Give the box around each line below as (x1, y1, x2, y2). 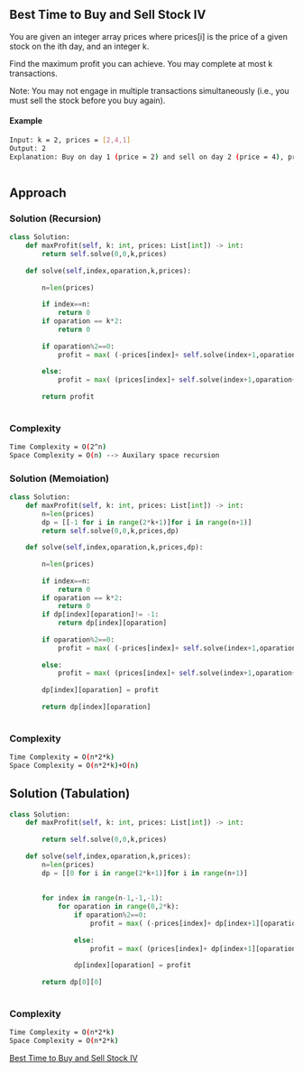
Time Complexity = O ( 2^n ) (9, 442, 106, 451)
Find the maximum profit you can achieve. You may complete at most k (9, 58, 273, 69)
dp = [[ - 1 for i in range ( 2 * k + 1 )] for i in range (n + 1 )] (41, 518, 252, 527)
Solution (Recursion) (9, 212, 102, 225)
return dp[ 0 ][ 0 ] (41, 978, 103, 987)
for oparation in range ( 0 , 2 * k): (57, 902, 179, 911)
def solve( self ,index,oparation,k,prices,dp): (25, 543, 204, 552)
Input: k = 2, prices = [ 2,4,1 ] (9, 135, 131, 145)
